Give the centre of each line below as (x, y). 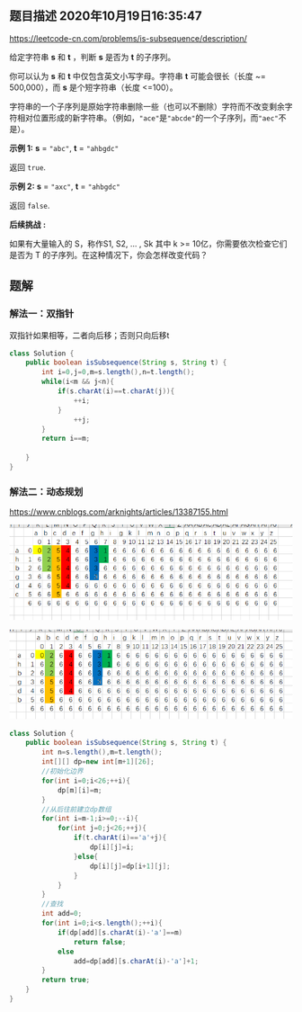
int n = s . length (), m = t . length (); (102, 752)
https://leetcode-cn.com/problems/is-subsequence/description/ (128, 38)
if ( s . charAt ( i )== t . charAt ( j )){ (116, 391)
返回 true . (28, 167)
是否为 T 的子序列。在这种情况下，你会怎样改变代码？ (109, 255)
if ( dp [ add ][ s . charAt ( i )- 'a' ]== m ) (120, 932)
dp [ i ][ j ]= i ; (112, 847)
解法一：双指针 (42, 314)
